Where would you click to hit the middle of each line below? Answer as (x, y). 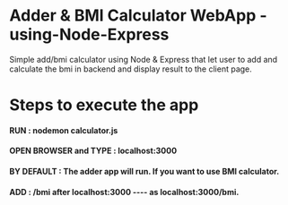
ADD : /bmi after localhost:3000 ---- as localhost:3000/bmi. (124, 192)
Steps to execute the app (104, 105)
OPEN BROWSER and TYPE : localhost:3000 (93, 151)
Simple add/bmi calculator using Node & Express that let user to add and (144, 59)
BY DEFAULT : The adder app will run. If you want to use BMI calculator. (144, 171)
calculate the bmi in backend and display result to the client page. (131, 69)
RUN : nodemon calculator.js (64, 130)
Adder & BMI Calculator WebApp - (138, 16)
